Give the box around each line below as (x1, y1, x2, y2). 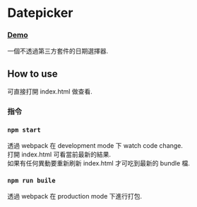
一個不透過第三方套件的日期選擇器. (7, 47, 109, 56)
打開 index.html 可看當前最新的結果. (7, 150, 112, 158)
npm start (7, 126, 41, 134)
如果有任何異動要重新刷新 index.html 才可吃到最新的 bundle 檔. (7, 158, 191, 167)
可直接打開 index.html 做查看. (7, 87, 93, 96)
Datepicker (7, 5, 73, 21)
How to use (7, 68, 58, 80)
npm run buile (7, 177, 56, 184)
